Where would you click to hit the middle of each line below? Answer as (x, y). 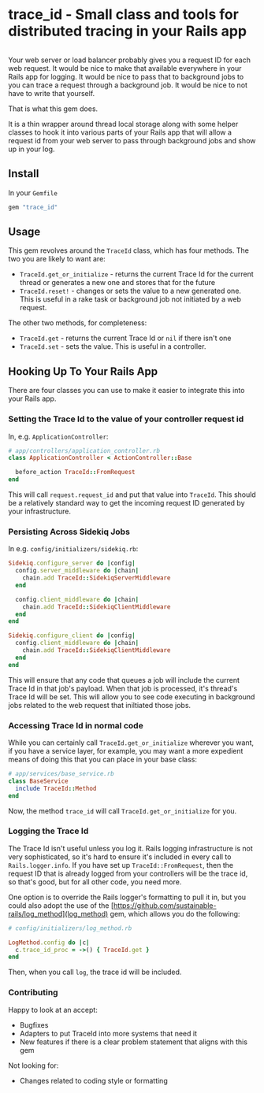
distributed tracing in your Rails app (127, 31)
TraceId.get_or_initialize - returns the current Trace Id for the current (136, 274)
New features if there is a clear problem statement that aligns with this (134, 1042)
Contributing (33, 992)
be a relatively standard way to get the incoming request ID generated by (127, 503)
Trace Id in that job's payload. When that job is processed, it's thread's (123, 688)
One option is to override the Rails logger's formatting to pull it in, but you (127, 897)
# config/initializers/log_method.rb (70, 928)
